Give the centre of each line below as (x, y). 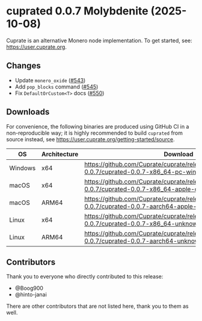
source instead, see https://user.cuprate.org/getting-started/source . (91, 139)
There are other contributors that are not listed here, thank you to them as (97, 306)
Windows (23, 168)
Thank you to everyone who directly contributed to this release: (85, 277)
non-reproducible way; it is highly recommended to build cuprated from (95, 133)
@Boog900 (29, 288)
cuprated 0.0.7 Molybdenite (77, 11)
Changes (23, 66)
